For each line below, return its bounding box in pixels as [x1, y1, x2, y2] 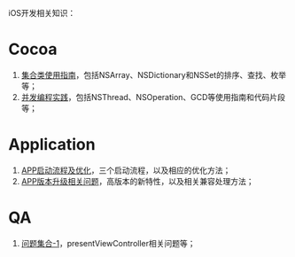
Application [8, 135, 96, 155]
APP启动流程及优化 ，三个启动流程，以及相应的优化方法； [20, 165, 231, 175]
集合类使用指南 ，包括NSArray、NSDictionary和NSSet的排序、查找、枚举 [20, 69, 287, 80]
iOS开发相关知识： [8, 8, 76, 18]
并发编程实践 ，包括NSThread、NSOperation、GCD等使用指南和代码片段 [20, 91, 285, 102]
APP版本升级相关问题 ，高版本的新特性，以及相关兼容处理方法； [20, 175, 254, 186]
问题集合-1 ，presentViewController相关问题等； [20, 238, 196, 248]
